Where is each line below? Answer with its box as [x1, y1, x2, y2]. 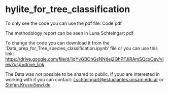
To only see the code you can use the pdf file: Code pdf [5, 20, 122, 26]
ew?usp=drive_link [5, 61, 45, 67]
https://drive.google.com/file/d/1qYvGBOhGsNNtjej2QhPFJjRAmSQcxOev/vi [5, 56, 164, 62]
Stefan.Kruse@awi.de [5, 82, 51, 88]
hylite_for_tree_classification [5, 4, 130, 15]
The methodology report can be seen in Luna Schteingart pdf [5, 30, 133, 36]
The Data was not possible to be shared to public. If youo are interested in [5, 71, 160, 77]
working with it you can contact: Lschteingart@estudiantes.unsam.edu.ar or [5, 76, 164, 82]
